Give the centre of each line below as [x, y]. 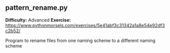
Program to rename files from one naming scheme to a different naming [80, 40]
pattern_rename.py [36, 8]
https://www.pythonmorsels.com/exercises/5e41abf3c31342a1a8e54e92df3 [85, 25]
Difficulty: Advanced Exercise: [38, 20]
